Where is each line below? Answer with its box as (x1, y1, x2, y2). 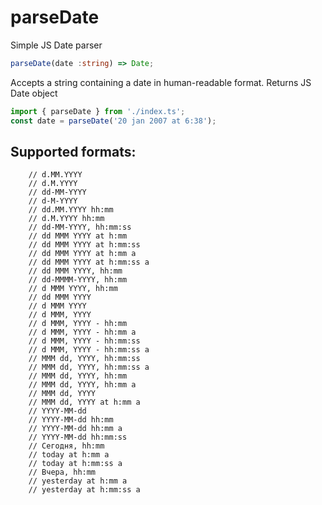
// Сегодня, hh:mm (28, 441, 105, 451)
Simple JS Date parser (10, 39, 103, 51)
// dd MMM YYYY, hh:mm (28, 266, 123, 276)
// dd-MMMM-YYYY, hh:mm (28, 275, 128, 285)
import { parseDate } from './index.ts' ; (10, 106, 186, 116)
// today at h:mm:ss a (28, 459, 123, 469)
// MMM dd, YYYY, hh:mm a (28, 380, 137, 390)
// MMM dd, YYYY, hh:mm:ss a (28, 362, 150, 373)
